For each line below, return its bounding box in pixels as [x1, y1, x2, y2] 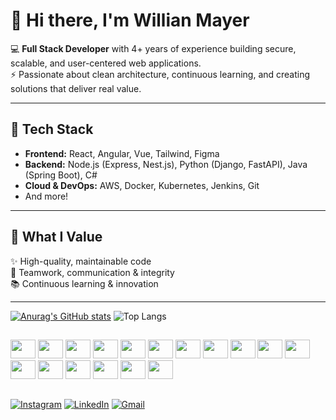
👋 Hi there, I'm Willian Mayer [10, 9, 250, 32]
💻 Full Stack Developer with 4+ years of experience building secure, [10, 42, 297, 54]
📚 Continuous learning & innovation [10, 277, 159, 289]
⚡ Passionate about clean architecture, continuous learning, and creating [10, 68, 311, 80]
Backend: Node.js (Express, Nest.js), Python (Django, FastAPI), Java [24, 158, 308, 170]
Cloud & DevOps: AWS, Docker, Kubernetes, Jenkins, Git [24, 179, 260, 191]
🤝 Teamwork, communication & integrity [10, 266, 175, 278]
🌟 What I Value [10, 229, 103, 246]
